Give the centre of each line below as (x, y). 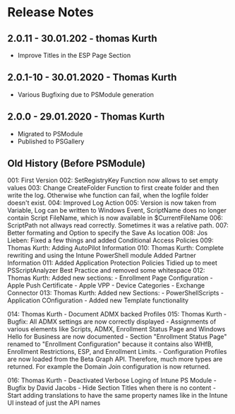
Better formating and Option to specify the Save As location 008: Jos (108, 233)
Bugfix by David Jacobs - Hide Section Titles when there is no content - (112, 388)
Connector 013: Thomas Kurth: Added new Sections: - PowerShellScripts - (116, 293)
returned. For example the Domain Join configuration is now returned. (109, 367)
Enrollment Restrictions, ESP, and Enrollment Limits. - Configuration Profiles (117, 352)
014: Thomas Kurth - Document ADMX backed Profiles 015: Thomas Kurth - (117, 314)
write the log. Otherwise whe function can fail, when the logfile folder (108, 196)
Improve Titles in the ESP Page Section (74, 55)
